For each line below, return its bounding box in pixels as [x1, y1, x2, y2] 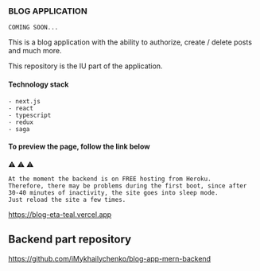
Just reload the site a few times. [8, 196, 126, 203]
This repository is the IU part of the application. [8, 61, 163, 71]
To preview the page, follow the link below [8, 141, 150, 152]
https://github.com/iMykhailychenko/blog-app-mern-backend [8, 254, 211, 263]
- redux [8, 118, 34, 126]
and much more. [8, 46, 62, 56]
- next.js [8, 97, 41, 105]
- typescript [8, 111, 52, 119]
